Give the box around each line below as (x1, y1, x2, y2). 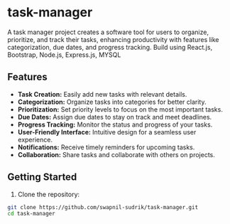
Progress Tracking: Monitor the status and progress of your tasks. (17, 120, 213, 129)
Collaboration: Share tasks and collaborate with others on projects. (17, 150, 215, 159)
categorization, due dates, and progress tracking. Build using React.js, (7, 43, 213, 51)
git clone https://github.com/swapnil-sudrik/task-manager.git (7, 203, 199, 210)
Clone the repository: (17, 190, 80, 198)
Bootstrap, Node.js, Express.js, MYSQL (7, 50, 121, 59)
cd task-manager (7, 210, 55, 218)
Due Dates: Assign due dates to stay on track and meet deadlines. (17, 112, 212, 121)
